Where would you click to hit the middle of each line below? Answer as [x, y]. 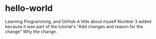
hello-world [29, 8]
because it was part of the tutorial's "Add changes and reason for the [74, 26]
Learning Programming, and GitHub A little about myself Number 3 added [78, 21]
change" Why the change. [31, 31]
